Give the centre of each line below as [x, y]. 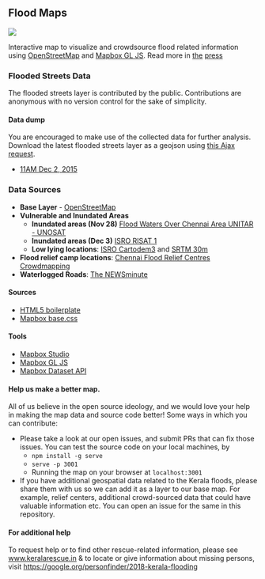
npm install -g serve [67, 456]
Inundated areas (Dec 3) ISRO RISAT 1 [94, 240]
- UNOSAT [49, 232]
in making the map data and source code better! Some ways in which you [128, 415]
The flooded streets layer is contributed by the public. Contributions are [125, 93]
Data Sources [35, 190]
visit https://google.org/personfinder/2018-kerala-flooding [103, 567]
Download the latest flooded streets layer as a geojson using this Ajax [122, 146]
